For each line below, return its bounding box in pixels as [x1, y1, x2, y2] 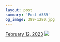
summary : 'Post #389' [5, 12, 51, 17]
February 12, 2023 [5, 31, 43, 37]
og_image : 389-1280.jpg [5, 17, 55, 22]
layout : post [5, 7, 33, 13]
